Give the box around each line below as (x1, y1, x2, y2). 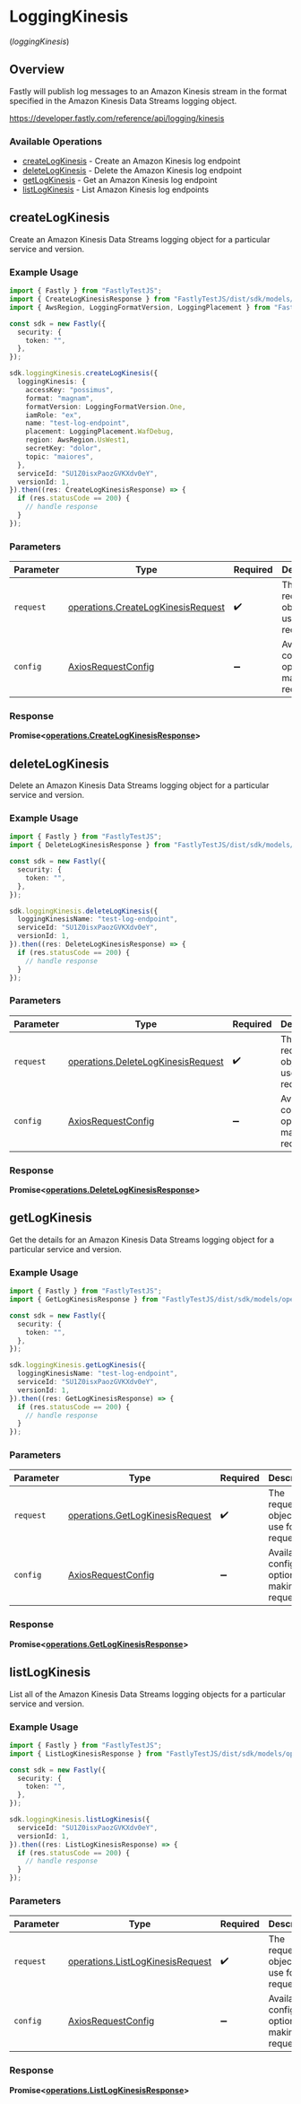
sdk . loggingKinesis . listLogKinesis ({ (9, 1815, 150, 1824)
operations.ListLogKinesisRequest (67, 1955, 212, 1968)
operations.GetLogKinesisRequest (67, 1510, 212, 1522)
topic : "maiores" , (25, 451, 94, 461)
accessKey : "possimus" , (25, 385, 115, 394)
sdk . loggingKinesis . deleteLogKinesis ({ (9, 907, 159, 916)
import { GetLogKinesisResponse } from (9, 1295, 159, 1304)
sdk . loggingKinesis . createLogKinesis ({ (9, 369, 159, 378)
